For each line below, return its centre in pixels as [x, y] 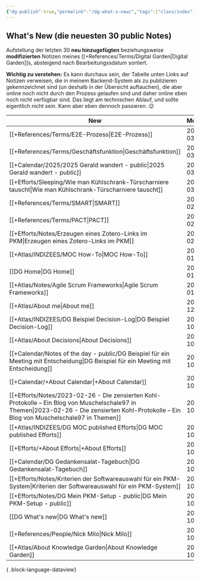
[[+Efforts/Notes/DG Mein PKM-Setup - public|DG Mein [88, 496]
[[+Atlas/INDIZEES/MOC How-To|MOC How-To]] [79, 255]
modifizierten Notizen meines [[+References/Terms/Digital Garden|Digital [97, 57]
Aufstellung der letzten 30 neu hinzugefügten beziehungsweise [85, 50]
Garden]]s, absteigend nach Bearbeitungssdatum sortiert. [77, 63]
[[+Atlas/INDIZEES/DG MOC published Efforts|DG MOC [86, 428]
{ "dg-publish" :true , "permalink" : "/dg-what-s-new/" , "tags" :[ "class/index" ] [101, 12]
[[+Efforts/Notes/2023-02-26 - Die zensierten [76, 395]
